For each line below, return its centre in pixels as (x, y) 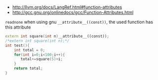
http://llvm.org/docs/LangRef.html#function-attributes (67, 7)
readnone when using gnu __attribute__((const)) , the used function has (79, 22)
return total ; (28, 69)
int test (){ (17, 45)
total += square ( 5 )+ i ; (42, 59)
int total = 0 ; (30, 50)
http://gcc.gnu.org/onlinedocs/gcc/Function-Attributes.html (73, 12)
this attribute (18, 27)
